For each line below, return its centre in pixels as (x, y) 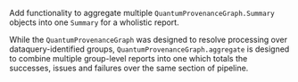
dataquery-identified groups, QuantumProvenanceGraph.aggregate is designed (149, 49)
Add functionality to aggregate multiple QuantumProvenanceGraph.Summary (142, 13)
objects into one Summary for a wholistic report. (95, 22)
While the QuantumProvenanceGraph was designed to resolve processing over (149, 40)
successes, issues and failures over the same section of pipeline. (129, 68)
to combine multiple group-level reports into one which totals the (128, 58)
